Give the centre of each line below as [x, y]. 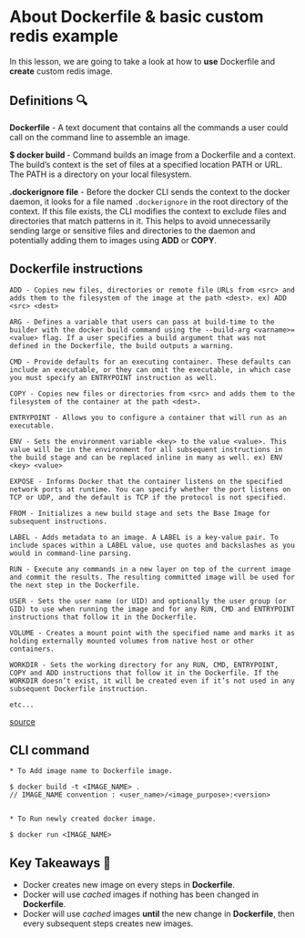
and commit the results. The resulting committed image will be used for [152, 577]
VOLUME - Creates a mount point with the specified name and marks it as [152, 633]
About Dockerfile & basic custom [137, 17]
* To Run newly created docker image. [83, 819]
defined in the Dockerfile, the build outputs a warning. [122, 345]
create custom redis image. [61, 71]
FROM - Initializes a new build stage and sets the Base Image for [140, 513]
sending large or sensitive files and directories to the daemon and [132, 231]
